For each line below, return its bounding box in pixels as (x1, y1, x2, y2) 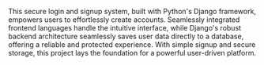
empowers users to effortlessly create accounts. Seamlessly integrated (8, 15, 240, 24)
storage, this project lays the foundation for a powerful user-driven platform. (8, 49, 257, 57)
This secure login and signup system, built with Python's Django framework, (8, 7, 257, 16)
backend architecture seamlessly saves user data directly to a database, (8, 31, 244, 41)
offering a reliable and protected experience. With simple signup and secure (8, 40, 256, 49)
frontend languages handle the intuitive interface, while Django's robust (8, 23, 242, 32)
